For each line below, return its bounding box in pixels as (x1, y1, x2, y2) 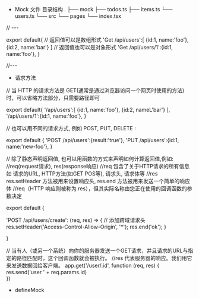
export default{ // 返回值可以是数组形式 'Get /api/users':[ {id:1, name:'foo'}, (6, 36, 189, 43)
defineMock (14, 287, 45, 293)
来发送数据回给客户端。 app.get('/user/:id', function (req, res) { (6, 262, 160, 269)
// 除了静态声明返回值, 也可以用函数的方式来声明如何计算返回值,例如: (6, 155, 174, 162)
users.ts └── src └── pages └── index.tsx (14, 12, 122, 20)
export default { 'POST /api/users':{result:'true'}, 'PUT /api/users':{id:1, (6, 137, 179, 143)
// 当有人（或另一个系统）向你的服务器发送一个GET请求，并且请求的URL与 (6, 247, 188, 254)
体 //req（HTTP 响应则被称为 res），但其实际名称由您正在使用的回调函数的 (6, 185, 187, 192)
